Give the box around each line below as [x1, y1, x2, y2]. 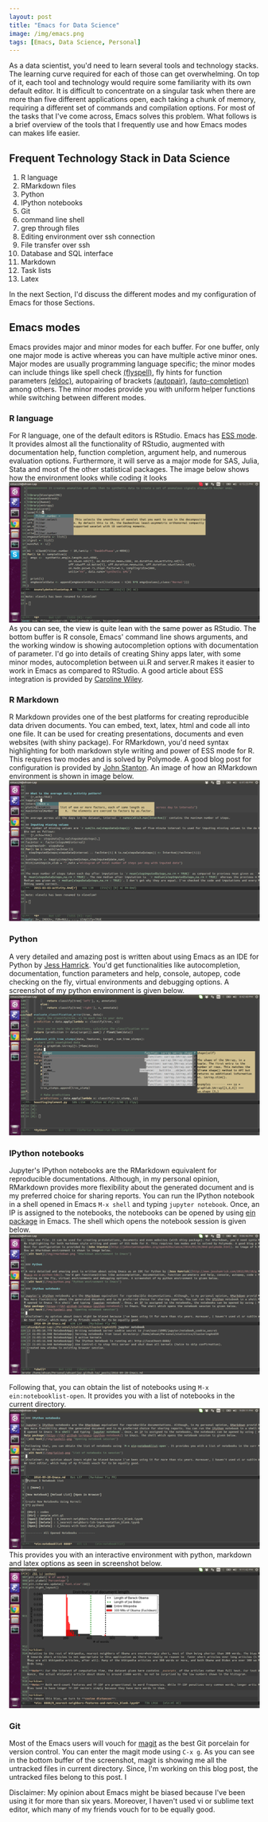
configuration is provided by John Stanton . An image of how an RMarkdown [9, 763, 258, 773]
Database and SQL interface [20, 249, 114, 259]
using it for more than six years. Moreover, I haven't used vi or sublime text [9, 1797, 254, 1806]
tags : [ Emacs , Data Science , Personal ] [9, 38, 142, 46]
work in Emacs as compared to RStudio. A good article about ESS [9, 666, 223, 675]
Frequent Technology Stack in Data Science [9, 151, 231, 165]
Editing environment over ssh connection [20, 232, 156, 242]
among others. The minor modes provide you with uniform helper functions [9, 384, 255, 394]
